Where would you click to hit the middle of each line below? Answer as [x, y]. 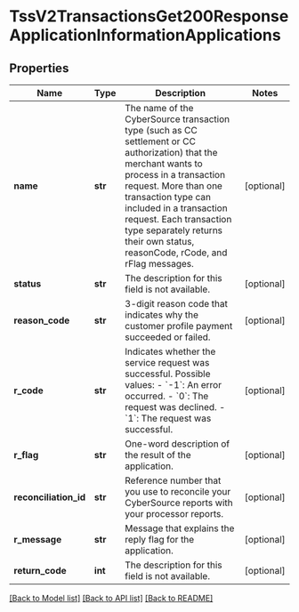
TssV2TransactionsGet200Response [149, 16]
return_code [40, 571]
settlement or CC [160, 141]
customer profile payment [178, 326]
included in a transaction [176, 208]
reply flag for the [159, 540]
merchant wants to [163, 164]
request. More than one [173, 186]
